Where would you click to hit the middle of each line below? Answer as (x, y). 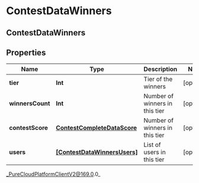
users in (155, 152)
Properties (26, 52)
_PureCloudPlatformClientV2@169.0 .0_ (53, 174)
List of (152, 145)
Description (161, 69)
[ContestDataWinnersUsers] (97, 152)
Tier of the (158, 79)
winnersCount (30, 103)
